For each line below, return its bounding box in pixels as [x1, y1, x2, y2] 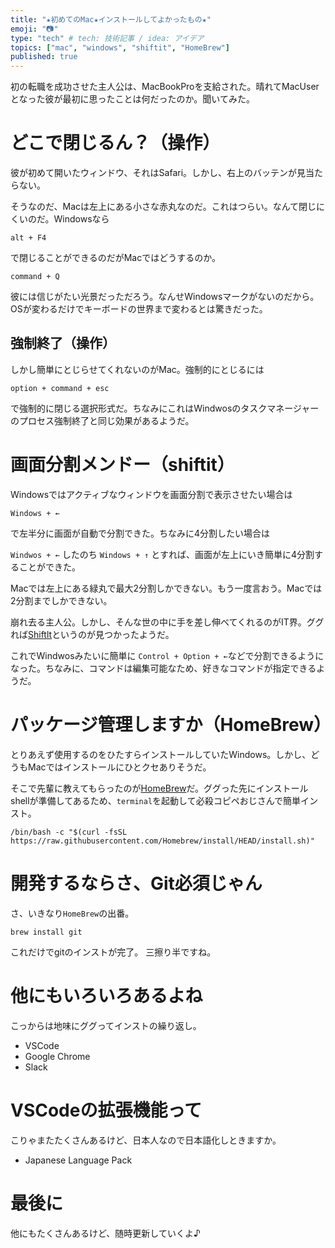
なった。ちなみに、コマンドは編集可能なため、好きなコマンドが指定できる [10, 662, 317, 674]
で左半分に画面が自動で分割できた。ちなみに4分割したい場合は [10, 527, 271, 539]
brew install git [10, 927, 83, 937]
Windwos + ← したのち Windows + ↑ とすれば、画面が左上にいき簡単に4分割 [10, 548, 315, 560]
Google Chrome [24, 1050, 91, 1062]
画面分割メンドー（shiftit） [10, 454, 235, 476]
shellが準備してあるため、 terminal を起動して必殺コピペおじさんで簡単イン [10, 794, 318, 806]
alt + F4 [10, 233, 47, 243]
